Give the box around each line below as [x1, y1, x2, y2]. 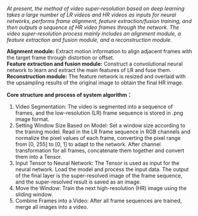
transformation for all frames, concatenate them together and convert [15, 147, 184, 154]
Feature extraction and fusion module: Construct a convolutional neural [6, 60, 183, 67]
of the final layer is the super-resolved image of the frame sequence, [15, 172, 183, 179]
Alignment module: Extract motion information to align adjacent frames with [6, 48, 192, 55]
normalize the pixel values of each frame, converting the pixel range [15, 135, 181, 141]
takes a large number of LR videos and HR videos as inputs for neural [6, 11, 176, 18]
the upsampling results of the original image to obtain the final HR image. [6, 79, 184, 86]
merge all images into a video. [15, 204, 88, 210]
